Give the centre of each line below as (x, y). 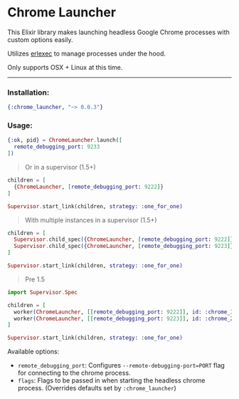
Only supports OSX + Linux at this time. (65, 67)
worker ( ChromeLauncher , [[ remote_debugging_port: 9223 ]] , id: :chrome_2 (124, 318)
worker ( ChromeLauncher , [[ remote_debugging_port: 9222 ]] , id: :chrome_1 (124, 312)
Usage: (20, 125)
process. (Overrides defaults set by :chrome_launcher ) (97, 388)
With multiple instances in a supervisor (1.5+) (91, 220)
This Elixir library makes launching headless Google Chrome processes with (118, 32)
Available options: (33, 352)
